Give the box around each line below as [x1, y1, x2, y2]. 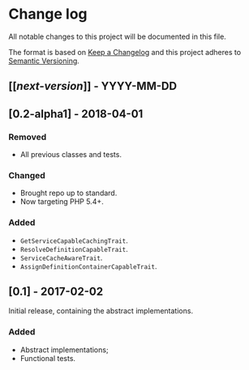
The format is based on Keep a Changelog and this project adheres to [8, 47, 242, 57]
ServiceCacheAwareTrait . [19, 253, 103, 262]
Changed [8, 169, 46, 181]
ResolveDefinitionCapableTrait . [19, 244, 128, 253]
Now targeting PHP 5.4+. [19, 197, 104, 206]
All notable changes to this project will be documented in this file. [8, 32, 227, 41]
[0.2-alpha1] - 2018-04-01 [8, 107, 144, 121]
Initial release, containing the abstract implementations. [8, 306, 193, 316]
